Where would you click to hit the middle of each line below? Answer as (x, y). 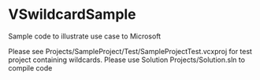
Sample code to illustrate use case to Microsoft (85, 36)
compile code (30, 67)
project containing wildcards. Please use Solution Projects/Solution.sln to (127, 60)
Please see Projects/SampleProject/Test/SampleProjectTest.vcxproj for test (130, 51)
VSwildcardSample (72, 15)
